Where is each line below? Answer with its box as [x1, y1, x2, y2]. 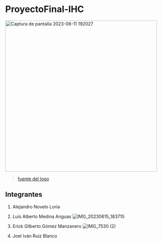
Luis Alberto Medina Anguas [12, 213, 71, 219]
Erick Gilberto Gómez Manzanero [12, 223, 82, 229]
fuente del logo [17, 176, 49, 182]
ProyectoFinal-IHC [5, 4, 85, 15]
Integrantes [5, 190, 43, 199]
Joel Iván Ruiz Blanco [12, 232, 57, 239]
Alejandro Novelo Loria [12, 203, 60, 209]
